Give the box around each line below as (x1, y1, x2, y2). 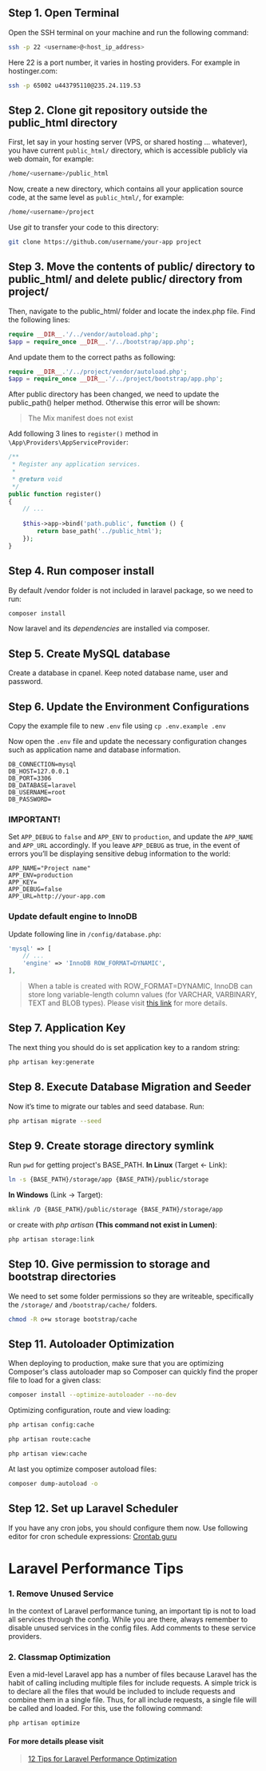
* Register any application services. (11, 460, 141, 468)
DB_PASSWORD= (8, 795, 52, 803)
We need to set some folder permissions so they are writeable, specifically (8, 1291, 254, 1301)
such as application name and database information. (8, 745, 181, 754)
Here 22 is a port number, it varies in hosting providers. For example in (8, 58, 240, 67)
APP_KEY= (8, 878, 38, 886)
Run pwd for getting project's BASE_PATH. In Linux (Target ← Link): (8, 1160, 228, 1170)
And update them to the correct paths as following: (8, 352, 176, 362)
